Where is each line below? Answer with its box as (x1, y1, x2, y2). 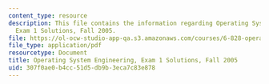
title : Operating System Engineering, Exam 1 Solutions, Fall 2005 (8, 57, 239, 65)
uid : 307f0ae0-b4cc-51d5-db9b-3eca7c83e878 (8, 64, 156, 72)
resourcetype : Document (8, 49, 88, 57)
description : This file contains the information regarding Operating (8, 19, 249, 27)
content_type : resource (8, 11, 88, 20)
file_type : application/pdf (8, 42, 102, 50)
